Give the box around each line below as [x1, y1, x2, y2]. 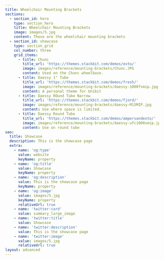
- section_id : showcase [9, 39, 58, 44]
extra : [9, 143, 23, 148]
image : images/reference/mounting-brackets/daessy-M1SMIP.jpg [22, 102, 152, 107]
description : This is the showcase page [9, 139, 93, 144]
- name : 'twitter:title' [14, 216, 64, 221]
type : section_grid [14, 43, 54, 48]
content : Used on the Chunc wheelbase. [22, 71, 104, 76]
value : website [18, 152, 49, 157]
